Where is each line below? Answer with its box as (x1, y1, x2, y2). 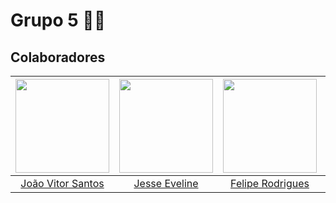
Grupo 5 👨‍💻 (10, 9, 107, 32)
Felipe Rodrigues (230, 177, 310, 190)
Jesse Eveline (133, 177, 199, 190)
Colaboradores (10, 49, 106, 66)
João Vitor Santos (20, 177, 105, 190)
